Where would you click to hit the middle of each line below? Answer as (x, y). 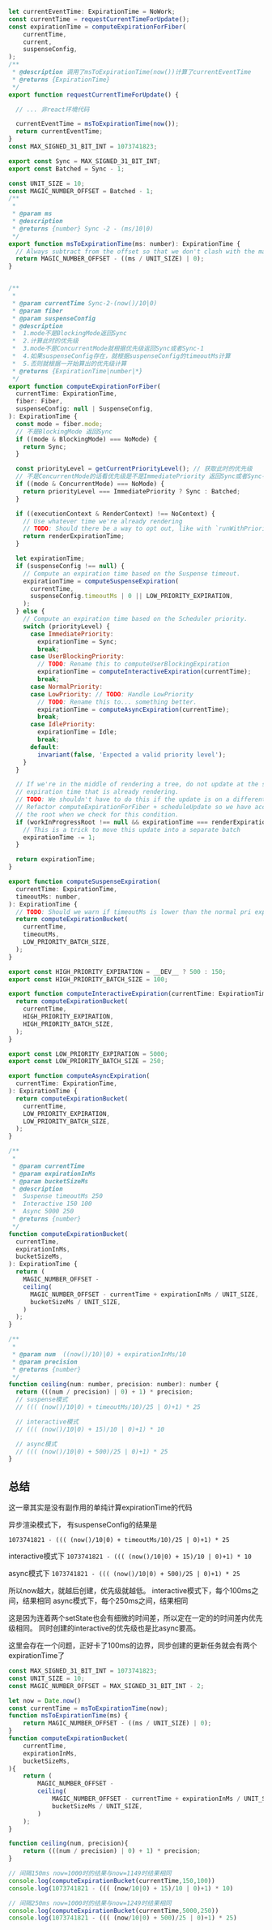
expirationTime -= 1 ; (59, 837)
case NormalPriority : (66, 687)
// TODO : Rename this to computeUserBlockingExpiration (134, 664)
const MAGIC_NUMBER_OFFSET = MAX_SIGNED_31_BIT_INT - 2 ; (106, 1686)
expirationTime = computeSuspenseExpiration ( (101, 581)
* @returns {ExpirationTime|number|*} (77, 371)
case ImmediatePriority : (72, 634)
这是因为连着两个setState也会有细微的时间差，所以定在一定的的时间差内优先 (136, 1618)
